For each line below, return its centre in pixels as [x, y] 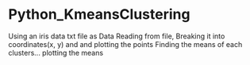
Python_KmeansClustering [99, 14]
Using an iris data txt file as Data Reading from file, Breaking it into [117, 36]
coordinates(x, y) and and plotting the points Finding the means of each [125, 44]
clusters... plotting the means [56, 52]
